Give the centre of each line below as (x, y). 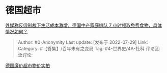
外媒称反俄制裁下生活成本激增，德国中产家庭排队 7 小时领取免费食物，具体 (83, 25)
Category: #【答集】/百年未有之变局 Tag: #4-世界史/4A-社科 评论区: (89, 48)
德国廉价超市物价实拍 (27, 65)
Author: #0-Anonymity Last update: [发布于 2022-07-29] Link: (83, 42)
